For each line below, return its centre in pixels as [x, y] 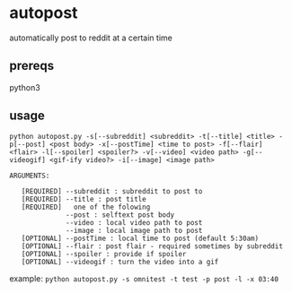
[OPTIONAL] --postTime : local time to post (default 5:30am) [140, 238]
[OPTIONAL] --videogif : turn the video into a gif [120, 262]
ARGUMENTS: [30, 176]
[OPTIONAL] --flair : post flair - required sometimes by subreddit [152, 246]
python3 [25, 87]
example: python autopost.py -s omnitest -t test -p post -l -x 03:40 [144, 278]
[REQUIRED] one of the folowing [86, 207]
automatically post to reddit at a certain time [91, 38]
